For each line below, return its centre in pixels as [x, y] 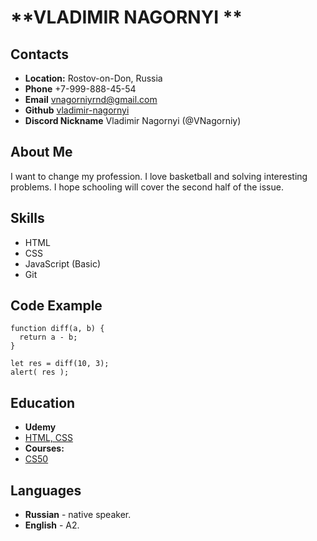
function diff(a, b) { [57, 329]
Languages [46, 490]
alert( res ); [40, 372]
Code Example [56, 306]
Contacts [40, 54]
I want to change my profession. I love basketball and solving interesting [159, 176]
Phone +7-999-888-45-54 [80, 89]
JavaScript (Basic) [62, 263]
